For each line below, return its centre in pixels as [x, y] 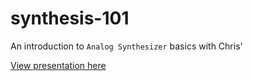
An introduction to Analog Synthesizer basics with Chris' [126, 46]
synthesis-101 [70, 18]
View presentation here [58, 65]
